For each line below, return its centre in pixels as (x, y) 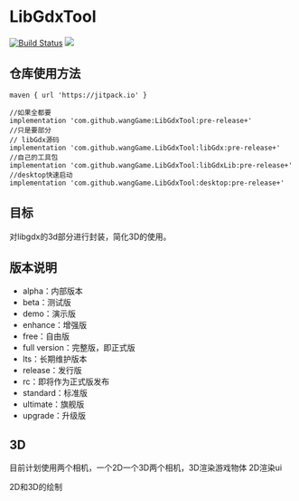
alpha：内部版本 (52, 291)
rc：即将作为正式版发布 (66, 381)
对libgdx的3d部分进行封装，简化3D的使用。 (90, 236)
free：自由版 (46, 336)
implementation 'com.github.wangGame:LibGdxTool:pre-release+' (131, 120)
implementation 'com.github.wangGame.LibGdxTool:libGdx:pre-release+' (145, 148)
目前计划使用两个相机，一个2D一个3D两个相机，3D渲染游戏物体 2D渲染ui (146, 467)
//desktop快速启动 (41, 175)
